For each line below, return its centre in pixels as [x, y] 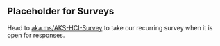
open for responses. [36, 35]
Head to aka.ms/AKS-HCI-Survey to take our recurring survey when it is [110, 27]
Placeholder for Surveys [61, 11]
